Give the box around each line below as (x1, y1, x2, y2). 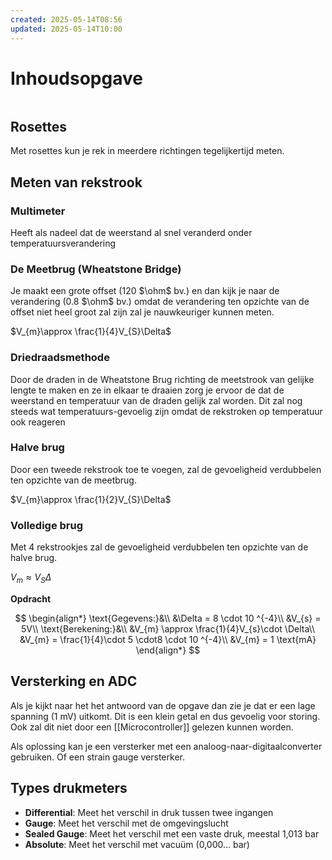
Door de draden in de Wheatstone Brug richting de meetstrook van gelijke (10, 373, 315, 385)
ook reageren (10, 416, 66, 428)
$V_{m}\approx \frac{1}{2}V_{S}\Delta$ (10, 493, 172, 505)
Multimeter (10, 204, 66, 218)
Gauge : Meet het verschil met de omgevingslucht (24, 817, 229, 829)
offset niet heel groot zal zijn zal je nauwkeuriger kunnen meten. (10, 306, 275, 318)
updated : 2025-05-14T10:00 (10, 24, 123, 34)
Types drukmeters (10, 780, 128, 797)
